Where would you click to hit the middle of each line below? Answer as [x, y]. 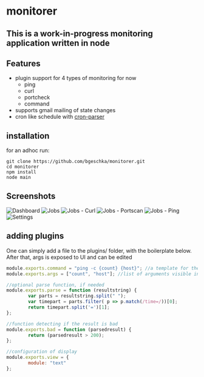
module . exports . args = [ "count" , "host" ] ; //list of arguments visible [99, 274]
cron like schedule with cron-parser [60, 117]
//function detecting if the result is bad [62, 324]
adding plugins [35, 236]
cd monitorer [23, 167]
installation [28, 135]
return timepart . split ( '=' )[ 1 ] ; [69, 307]
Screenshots [31, 196]
